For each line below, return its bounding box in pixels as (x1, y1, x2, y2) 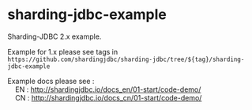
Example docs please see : (7, 76, 95, 85)
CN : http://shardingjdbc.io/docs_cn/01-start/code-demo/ (14, 93, 202, 102)
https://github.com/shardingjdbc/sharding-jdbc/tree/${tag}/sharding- (7, 55, 245, 63)
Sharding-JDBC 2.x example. (7, 32, 102, 41)
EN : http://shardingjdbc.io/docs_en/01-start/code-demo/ (14, 85, 201, 94)
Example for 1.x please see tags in (7, 47, 118, 56)
